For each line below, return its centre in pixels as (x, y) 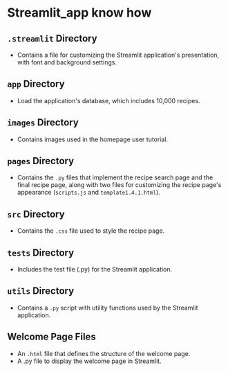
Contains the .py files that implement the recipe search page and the (115, 177)
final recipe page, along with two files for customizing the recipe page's (119, 185)
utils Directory (41, 291)
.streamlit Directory (53, 38)
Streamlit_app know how (79, 13)
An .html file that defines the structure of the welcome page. (104, 353)
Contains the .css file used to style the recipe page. (91, 231)
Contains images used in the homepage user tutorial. (92, 139)
